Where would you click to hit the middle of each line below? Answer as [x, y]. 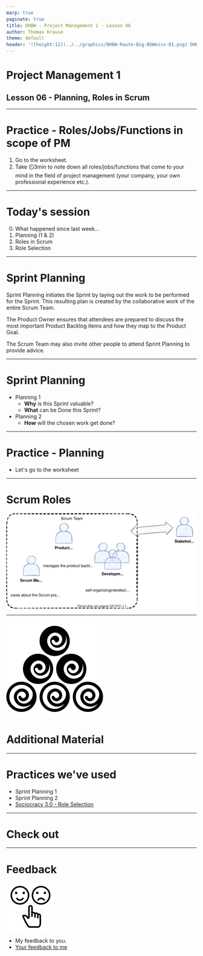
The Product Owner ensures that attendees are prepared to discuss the [95, 319]
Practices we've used [61, 774]
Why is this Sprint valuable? [59, 403]
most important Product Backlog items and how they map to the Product [96, 326]
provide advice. [26, 350]
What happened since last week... [57, 228]
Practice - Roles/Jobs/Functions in [95, 131]
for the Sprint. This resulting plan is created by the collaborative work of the [100, 301]
